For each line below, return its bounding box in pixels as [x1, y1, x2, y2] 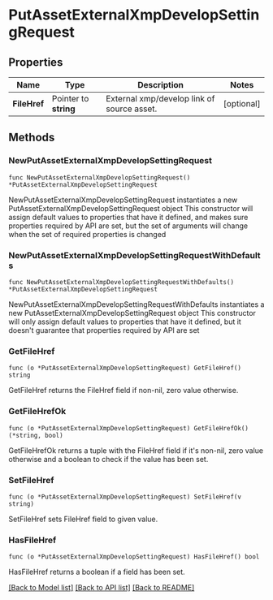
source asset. [105, 103, 158, 114]
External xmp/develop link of [105, 93, 215, 104]
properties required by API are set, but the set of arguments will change [8, 221, 249, 231]
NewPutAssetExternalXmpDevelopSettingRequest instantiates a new [8, 195, 238, 205]
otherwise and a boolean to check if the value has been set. [8, 454, 209, 464]
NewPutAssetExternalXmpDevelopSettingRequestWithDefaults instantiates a [8, 299, 265, 309]
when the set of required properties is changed [8, 229, 167, 239]
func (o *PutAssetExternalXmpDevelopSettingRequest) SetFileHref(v [8, 493, 242, 501]
